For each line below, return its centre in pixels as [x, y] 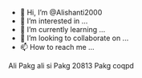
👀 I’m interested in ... [54, 21]
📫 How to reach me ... [57, 47]
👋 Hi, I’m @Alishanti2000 [61, 12]
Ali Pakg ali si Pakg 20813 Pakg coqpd [71, 66]
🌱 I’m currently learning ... [63, 29]
